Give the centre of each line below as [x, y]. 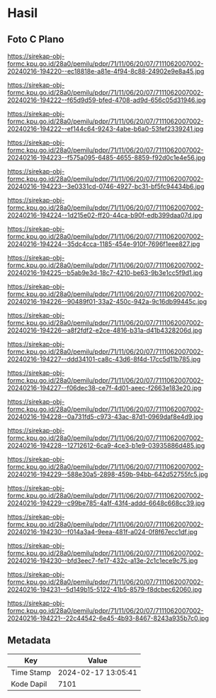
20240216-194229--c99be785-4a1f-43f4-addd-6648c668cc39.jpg [106, 503]
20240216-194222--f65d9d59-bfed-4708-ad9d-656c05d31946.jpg [107, 100]
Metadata [29, 640]
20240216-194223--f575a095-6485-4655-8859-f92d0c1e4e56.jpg [106, 158]
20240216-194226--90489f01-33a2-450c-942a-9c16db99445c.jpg [107, 302]
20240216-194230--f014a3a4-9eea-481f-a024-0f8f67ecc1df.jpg [103, 532]
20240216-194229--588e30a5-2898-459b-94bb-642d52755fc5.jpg [108, 474]
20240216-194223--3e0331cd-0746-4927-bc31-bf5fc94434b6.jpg [106, 186]
